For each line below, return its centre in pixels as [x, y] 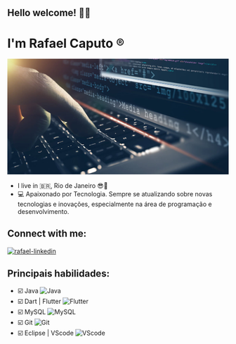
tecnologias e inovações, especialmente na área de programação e [114, 204]
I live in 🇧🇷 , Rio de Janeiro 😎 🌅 [63, 185]
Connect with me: [47, 234]
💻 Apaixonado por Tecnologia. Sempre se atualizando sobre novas [115, 193]
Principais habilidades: [59, 273]
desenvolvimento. [43, 211]
